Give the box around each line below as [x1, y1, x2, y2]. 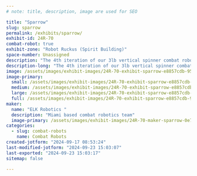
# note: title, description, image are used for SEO [6, 8, 138, 15]
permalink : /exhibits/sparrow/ [6, 30, 83, 36]
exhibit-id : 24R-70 [6, 36, 54, 42]
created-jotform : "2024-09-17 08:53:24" [6, 139, 107, 145]
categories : [6, 123, 35, 129]
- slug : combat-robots [11, 128, 67, 134]
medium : [11, 84, 30, 91]
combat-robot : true [6, 41, 54, 47]
